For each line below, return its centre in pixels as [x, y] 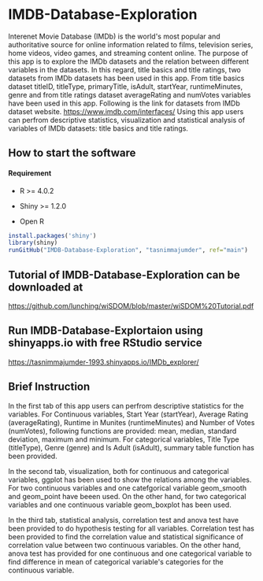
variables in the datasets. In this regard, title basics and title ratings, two [125, 69]
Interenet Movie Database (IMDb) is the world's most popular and [114, 36]
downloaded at [46, 287]
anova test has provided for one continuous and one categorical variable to [130, 553]
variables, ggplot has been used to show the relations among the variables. [130, 479]
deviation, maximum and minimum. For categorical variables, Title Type [124, 439]
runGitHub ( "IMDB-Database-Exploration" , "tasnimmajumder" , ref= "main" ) [128, 250]
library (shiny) [33, 243]
